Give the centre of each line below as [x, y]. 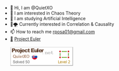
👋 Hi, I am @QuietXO [31, 8]
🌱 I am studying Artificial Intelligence [48, 18]
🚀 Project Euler [25, 39]
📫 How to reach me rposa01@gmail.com [52, 32]
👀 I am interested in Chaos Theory [45, 13]
